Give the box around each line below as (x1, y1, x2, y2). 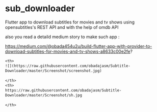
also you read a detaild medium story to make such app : (5, 34, 120, 40)
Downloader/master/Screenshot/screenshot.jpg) (5, 68, 102, 73)
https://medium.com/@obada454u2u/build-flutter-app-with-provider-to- (5, 43, 152, 49)
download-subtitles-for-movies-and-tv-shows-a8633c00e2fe (5, 48, 131, 54)
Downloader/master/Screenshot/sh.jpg (5, 92, 82, 98)
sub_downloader (5, 3, 75, 14)
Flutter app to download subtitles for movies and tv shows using (5, 19, 135, 25)
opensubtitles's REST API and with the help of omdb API (5, 24, 119, 30)
